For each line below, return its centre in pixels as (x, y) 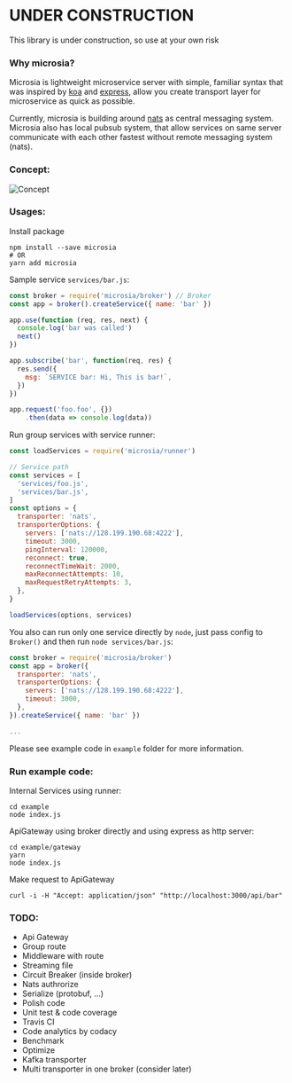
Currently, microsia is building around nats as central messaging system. (142, 118)
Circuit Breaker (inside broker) (77, 975)
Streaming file (47, 965)
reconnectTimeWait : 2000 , (73, 566)
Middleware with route (63, 956)
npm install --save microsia (63, 247)
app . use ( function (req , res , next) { (79, 320)
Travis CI (38, 1022)
